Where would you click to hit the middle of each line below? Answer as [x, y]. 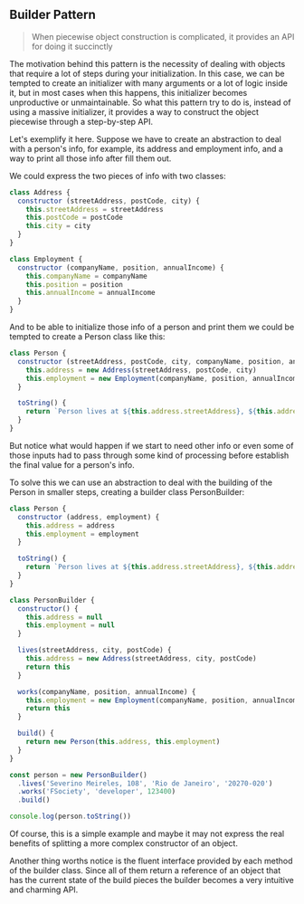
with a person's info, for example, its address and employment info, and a [146, 148]
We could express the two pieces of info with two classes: [118, 176]
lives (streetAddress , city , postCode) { [95, 651]
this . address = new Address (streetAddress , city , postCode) [141, 659]
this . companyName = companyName [86, 276]
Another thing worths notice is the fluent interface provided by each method [151, 861]
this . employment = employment [83, 534]
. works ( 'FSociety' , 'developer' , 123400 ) [97, 792]
